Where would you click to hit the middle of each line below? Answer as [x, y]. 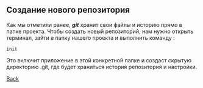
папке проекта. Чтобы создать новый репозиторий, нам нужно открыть [100, 31]
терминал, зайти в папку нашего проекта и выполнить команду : [91, 38]
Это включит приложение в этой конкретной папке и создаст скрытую [99, 60]
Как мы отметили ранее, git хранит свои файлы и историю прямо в [94, 24]
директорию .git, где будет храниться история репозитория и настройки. [102, 67]
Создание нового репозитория [68, 10]
